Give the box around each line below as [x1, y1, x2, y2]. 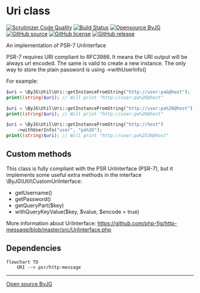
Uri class [6, 4, 51, 18]
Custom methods [6, 149, 72, 159]
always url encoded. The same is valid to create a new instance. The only [6, 60, 186, 67]
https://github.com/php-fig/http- [97, 219, 177, 227]
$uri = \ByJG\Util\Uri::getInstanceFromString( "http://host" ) [6, 121, 164, 127]
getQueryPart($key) [14, 201, 64, 209]
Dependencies [6, 243, 61, 254]
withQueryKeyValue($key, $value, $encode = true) [14, 208, 140, 215]
